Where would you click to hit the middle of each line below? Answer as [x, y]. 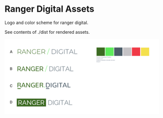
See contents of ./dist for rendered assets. [47, 32]
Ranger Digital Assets [49, 9]
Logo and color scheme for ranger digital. [47, 23]
